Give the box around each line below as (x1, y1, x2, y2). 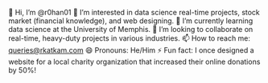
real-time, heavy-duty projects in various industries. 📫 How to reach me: (8, 34, 251, 43)
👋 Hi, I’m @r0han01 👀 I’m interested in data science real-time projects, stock (8, 8, 260, 17)
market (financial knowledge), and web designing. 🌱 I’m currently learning (8, 16, 254, 26)
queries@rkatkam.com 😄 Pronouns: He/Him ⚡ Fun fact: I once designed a (8, 45, 255, 55)
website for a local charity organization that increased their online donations (8, 57, 261, 66)
